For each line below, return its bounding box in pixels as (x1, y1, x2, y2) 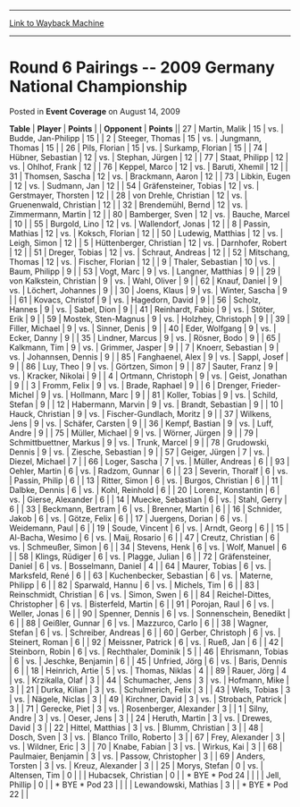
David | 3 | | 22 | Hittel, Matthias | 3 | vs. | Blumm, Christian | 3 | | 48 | (9, 722, 263, 733)
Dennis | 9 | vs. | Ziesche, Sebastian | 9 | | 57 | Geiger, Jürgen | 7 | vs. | (9, 446, 270, 457)
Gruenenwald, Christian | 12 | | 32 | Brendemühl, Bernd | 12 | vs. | (9, 199, 248, 210)
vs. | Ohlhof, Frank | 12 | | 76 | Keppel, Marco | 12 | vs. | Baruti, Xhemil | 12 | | (9, 161, 288, 172)
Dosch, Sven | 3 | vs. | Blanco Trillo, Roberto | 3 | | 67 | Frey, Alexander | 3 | (9, 731, 286, 743)
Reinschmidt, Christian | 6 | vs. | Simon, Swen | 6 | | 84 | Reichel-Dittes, (9, 589, 271, 599)
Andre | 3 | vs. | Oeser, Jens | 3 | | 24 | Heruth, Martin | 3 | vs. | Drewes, (9, 712, 272, 723)
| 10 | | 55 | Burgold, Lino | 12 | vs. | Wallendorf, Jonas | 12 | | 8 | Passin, (9, 218, 271, 229)
